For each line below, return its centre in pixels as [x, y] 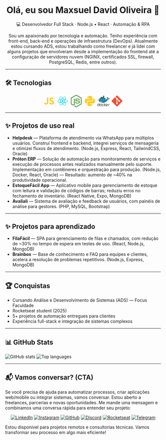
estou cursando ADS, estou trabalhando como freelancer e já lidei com [83, 46]
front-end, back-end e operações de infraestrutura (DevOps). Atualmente [83, 41]
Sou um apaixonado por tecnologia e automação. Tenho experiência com [83, 36]
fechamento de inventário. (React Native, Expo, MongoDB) [72, 196]
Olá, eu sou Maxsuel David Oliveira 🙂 [83, 10]
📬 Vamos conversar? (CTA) [49, 378]
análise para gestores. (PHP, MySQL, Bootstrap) [61, 206]
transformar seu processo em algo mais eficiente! [56, 432]
